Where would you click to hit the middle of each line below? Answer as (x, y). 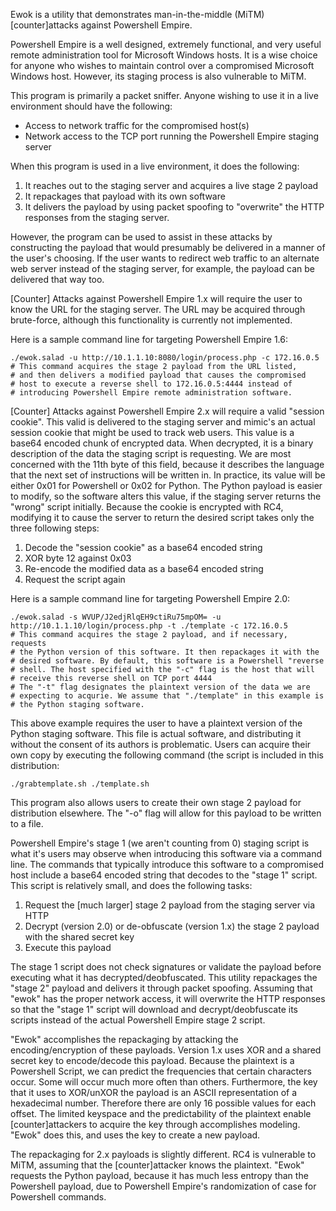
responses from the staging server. (97, 217)
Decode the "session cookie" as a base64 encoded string (143, 547)
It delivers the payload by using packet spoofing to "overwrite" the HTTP (174, 207)
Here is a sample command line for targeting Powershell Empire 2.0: (150, 598)
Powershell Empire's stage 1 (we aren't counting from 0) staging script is (160, 843)
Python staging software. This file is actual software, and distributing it (156, 733)
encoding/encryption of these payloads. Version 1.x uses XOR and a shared (166, 1050)
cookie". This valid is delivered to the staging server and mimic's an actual (163, 422)
